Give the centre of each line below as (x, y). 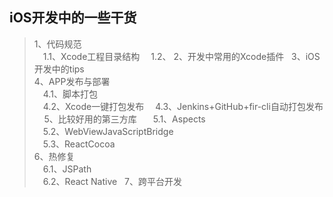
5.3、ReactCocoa (79, 144)
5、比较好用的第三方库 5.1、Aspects (124, 119)
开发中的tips (59, 69)
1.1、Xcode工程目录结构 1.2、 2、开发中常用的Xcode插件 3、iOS (181, 56)
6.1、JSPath (67, 169)
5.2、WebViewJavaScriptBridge (108, 131)
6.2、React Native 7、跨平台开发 (112, 181)
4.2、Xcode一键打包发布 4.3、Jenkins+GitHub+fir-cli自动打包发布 (183, 106)
